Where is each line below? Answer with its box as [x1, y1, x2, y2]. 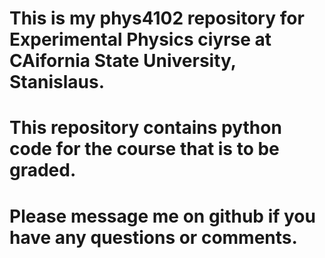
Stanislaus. [9, 71, 105, 94]
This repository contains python [9, 117, 282, 139]
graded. [9, 159, 77, 182]
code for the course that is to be [9, 138, 280, 161]
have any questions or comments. [9, 226, 298, 249]
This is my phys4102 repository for [9, 7, 305, 30]
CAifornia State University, [9, 50, 237, 72]
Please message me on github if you [9, 205, 316, 227]
